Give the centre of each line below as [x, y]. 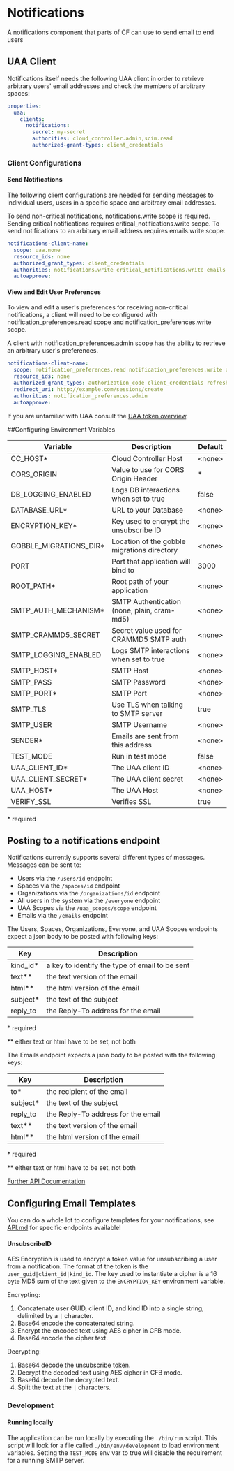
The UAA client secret [147, 779]
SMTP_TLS [29, 709]
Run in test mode [139, 756]
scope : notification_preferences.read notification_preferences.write [118, 370]
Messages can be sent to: [44, 865]
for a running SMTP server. [46, 1460]
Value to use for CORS [148, 469]
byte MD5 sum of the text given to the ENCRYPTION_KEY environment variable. [116, 1281]
